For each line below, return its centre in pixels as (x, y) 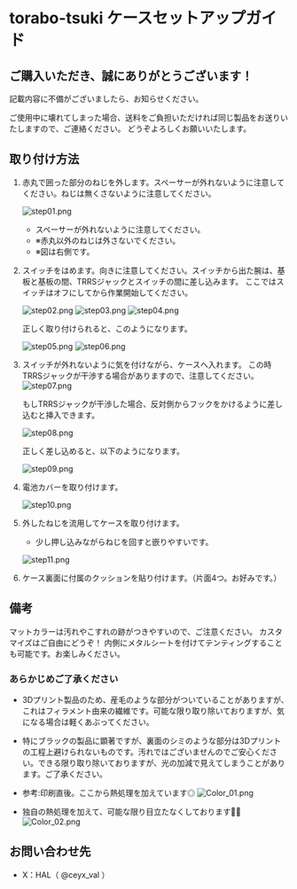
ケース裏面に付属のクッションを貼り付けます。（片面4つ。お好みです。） (152, 578)
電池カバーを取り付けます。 (72, 487)
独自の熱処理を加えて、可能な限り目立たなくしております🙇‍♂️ (131, 811)
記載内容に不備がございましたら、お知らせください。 (106, 99)
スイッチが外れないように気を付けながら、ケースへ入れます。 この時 (147, 364)
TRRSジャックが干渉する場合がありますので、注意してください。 (140, 375)
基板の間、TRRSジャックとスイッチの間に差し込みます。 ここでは (157, 281)
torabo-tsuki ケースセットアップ (128, 18)
